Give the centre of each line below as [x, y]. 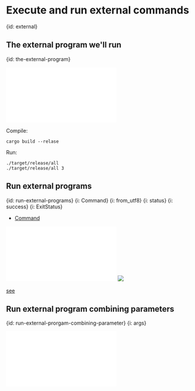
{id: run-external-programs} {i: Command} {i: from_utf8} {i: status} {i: [90, 200]
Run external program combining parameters [90, 309]
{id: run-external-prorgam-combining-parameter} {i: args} [76, 323]
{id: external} [22, 26]
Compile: [17, 130]
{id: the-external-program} [38, 59]
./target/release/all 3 [35, 168]
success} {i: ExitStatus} [34, 207]
